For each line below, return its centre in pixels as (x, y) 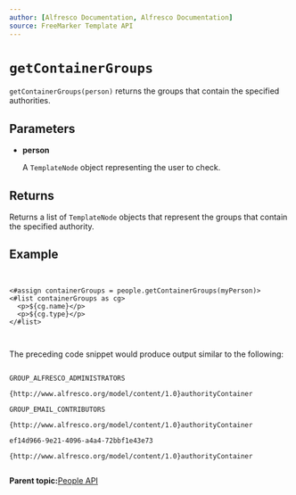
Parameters (42, 129)
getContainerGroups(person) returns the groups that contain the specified (144, 91)
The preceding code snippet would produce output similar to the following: (146, 354)
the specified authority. (52, 227)
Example (34, 255)
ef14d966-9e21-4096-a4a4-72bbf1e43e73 (81, 441)
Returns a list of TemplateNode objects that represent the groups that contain (148, 217)
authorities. (30, 101)
